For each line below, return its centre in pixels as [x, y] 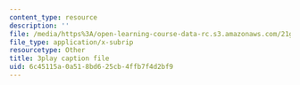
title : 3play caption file [59, 58]
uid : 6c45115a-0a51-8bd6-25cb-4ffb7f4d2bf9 [92, 67]
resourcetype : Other [48, 50]
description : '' [39, 26]
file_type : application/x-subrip [71, 42]
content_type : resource [54, 17]
